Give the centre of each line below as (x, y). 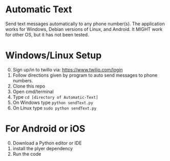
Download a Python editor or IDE (47, 143)
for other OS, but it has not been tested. (47, 34)
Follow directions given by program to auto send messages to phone (85, 75)
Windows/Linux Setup (54, 56)
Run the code (27, 154)
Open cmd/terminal (33, 92)
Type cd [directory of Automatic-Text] (55, 97)
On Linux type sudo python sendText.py (55, 108)
